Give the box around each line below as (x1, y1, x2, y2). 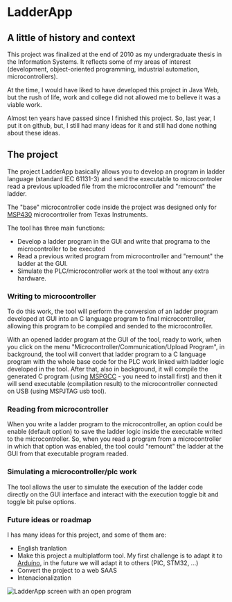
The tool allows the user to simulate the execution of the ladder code (7, 483, 203, 491)
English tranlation (17, 544, 67, 552)
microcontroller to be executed (17, 244, 105, 253)
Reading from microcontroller (7, 404, 109, 414)
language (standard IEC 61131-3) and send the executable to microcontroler (7, 174, 223, 183)
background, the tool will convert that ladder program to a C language (7, 350, 206, 358)
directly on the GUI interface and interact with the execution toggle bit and (7, 490, 219, 499)
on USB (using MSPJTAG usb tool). (7, 387, 107, 396)
